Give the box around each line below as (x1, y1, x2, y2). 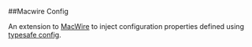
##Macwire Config (8, 7, 69, 16)
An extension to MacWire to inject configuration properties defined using (8, 22, 244, 31)
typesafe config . (8, 31, 61, 39)
